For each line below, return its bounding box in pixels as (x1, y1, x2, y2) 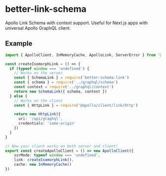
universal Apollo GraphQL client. (5, 25, 71, 31)
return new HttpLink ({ (14, 112, 61, 117)
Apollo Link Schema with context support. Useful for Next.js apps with (5, 20, 148, 26)
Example (5, 40, 33, 48)
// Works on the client (14, 98, 63, 103)
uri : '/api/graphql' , (18, 116, 63, 122)
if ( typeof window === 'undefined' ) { (9, 66, 90, 71)
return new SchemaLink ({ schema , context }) (14, 89, 107, 94)
